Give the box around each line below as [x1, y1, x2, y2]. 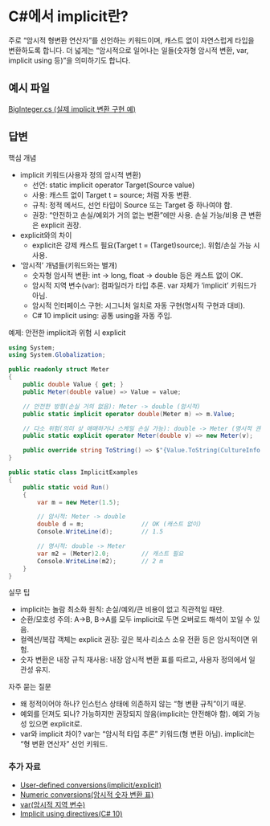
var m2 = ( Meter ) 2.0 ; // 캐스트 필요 [37, 550, 184, 558]
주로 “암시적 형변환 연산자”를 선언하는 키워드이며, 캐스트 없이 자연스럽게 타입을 [8, 35, 255, 45]
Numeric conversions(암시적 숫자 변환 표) [19, 789, 154, 799]
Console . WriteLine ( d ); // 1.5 [37, 528, 163, 536]
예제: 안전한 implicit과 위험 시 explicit [8, 327, 126, 337]
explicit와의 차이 [19, 230, 72, 239]
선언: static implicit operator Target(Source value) [31, 180, 195, 190]
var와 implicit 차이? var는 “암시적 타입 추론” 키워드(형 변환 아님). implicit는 [19, 729, 256, 739]
